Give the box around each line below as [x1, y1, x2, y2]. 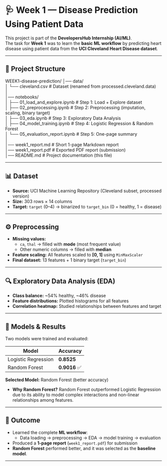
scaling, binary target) [5, 110, 51, 116]
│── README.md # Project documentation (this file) [5, 152, 112, 158]
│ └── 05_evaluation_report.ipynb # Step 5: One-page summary [5, 131, 138, 137]
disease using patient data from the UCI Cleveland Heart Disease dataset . [5, 45, 158, 51]
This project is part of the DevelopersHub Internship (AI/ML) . [5, 35, 132, 41]
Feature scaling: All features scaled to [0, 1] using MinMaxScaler [12, 252, 143, 258]
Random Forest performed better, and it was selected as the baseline [12, 445, 156, 451]
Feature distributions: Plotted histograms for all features [12, 298, 129, 304]
